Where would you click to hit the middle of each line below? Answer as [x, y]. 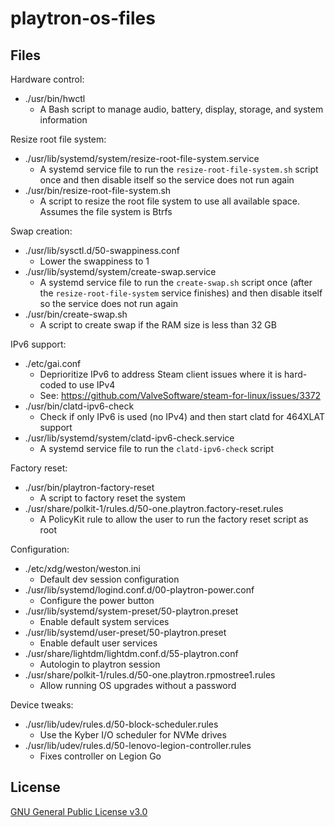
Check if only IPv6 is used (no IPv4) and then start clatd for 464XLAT [182, 416]
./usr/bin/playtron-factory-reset [89, 487]
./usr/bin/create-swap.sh [76, 314]
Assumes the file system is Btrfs [106, 211]
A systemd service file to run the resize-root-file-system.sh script [179, 169]
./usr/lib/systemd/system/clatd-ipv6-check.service [129, 438]
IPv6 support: [38, 344]
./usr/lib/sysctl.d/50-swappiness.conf [102, 250]
